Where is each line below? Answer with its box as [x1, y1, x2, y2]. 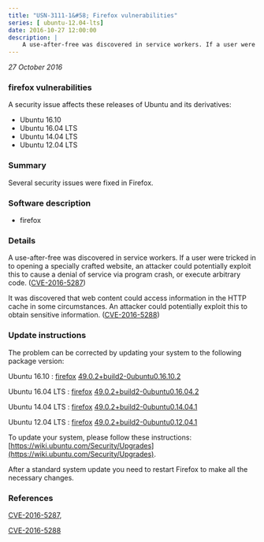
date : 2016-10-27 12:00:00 [8, 26, 97, 34]
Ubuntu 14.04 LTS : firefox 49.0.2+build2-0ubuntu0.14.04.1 [8, 402, 198, 411]
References [8, 492, 54, 503]
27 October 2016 [8, 62, 63, 72]
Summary [8, 160, 47, 171]
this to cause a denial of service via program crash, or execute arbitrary [8, 269, 241, 280]
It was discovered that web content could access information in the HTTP [8, 293, 247, 303]
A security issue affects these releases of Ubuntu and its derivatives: [8, 100, 232, 110]
